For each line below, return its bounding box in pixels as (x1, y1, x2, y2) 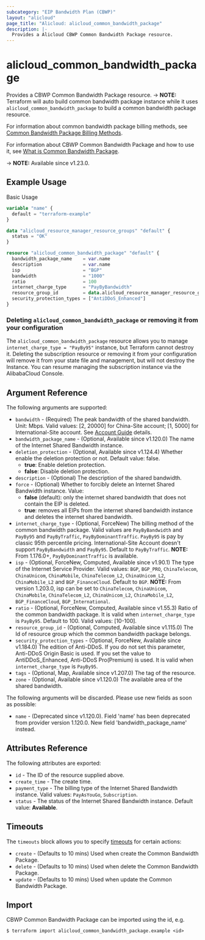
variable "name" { (6, 205, 53, 211)
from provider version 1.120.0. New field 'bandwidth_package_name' (15, 718, 187, 726)
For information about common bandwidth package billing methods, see (6, 123, 188, 130)
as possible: (6, 700, 37, 707)
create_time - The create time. (15, 778, 93, 785)
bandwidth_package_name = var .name (12, 256, 111, 262)
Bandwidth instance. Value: (15, 487, 84, 494)
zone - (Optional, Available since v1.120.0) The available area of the (15, 676, 182, 683)
